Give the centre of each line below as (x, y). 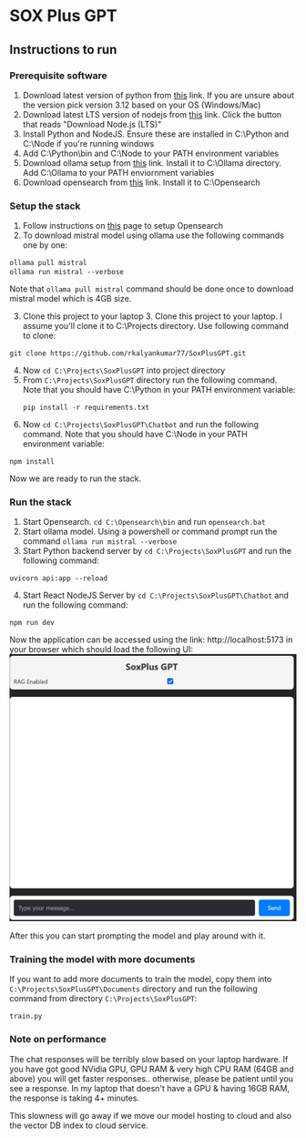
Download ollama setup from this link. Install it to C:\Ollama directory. (152, 163)
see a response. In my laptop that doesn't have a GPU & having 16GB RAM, (149, 1088)
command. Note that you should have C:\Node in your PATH (135, 435)
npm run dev (32, 623)
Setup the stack (45, 206)
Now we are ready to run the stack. (76, 478)
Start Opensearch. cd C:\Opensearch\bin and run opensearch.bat (144, 522)
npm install (32, 462)
